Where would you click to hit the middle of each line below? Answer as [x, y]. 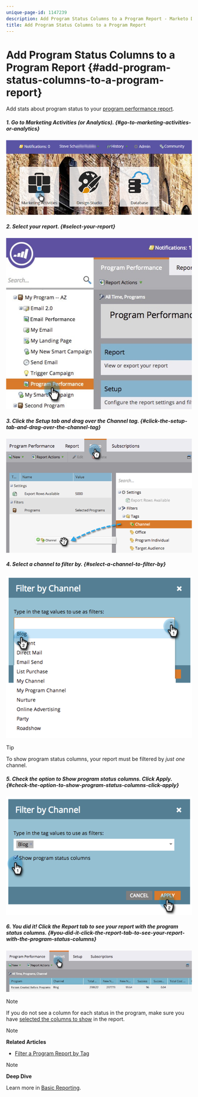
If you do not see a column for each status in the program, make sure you [95, 1013]
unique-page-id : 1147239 [37, 12]
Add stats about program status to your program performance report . [90, 109]
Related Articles [26, 1042]
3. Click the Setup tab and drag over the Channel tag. [73, 421]
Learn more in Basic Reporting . [44, 1088]
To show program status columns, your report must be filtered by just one [96, 759]
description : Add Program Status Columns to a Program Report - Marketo [97, 19]
